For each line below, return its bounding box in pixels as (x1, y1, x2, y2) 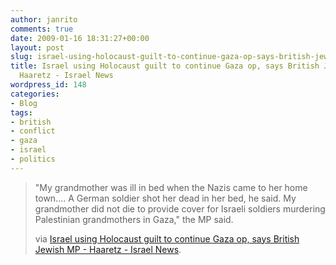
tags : (10, 107, 33, 118)
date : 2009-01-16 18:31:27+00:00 (10, 33, 150, 43)
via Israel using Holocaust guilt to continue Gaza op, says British (34, 232, 300, 245)
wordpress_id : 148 (10, 80, 87, 90)
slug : (10, 52, 33, 62)
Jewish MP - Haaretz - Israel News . (34, 243, 182, 255)
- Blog (10, 98, 38, 108)
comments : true (10, 24, 74, 34)
